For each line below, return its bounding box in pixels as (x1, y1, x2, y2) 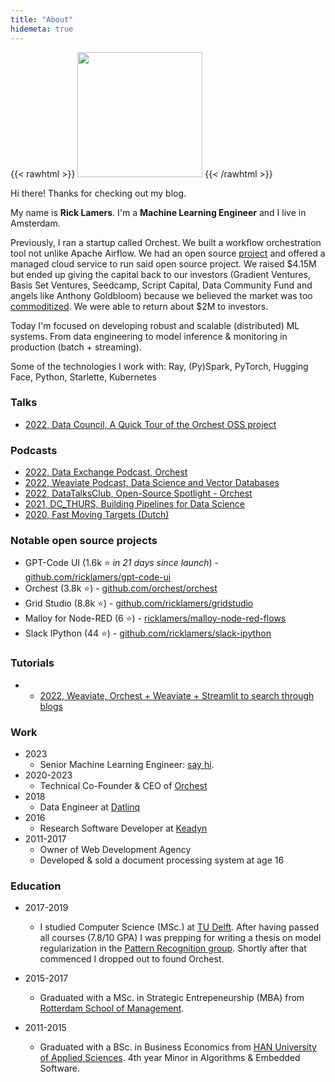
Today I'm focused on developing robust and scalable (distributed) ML (10, 319, 300, 331)
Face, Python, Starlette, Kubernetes (10, 371, 157, 383)
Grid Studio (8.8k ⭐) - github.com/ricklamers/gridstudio (24, 597, 254, 610)
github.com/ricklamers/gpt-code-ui (24, 571, 172, 583)
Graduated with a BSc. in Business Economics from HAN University (39, 1041, 317, 1053)
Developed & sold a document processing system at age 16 (39, 854, 285, 866)
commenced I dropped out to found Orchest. (39, 953, 225, 965)
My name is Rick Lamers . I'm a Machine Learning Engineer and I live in (10, 206, 307, 218)
